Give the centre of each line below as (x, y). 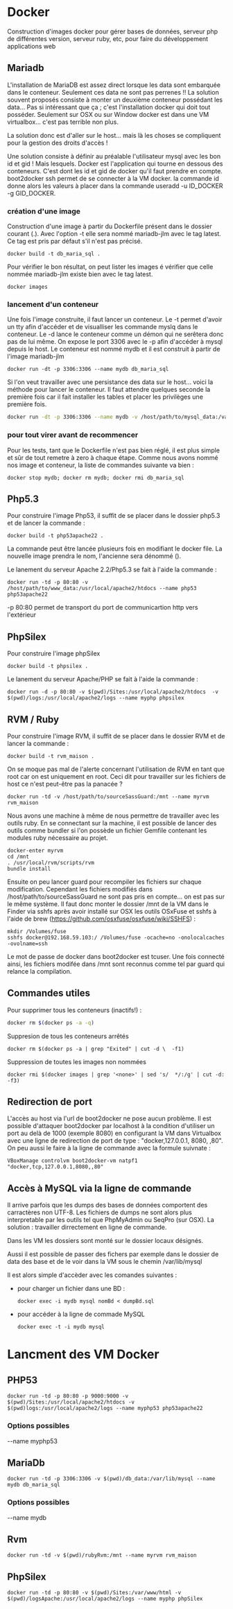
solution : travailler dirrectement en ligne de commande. (87, 1227)
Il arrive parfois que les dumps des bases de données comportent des (107, 1205)
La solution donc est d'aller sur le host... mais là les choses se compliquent (114, 135)
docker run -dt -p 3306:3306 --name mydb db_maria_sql (88, 370)
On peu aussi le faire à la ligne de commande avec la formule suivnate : (109, 1148)
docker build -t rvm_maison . (51, 756)
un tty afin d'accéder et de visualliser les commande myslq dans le (103, 327)
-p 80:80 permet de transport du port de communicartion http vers (103, 608)
